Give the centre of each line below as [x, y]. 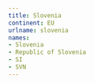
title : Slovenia [35, 15]
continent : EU [32, 23]
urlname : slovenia [38, 30]
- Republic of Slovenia [47, 52]
